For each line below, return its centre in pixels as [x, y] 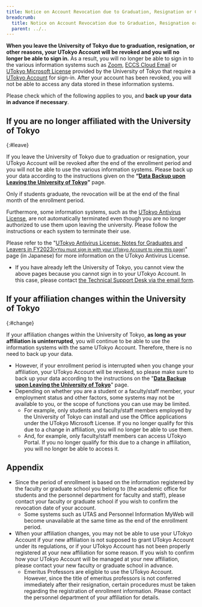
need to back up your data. [40, 353]
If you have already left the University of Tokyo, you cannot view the [99, 267]
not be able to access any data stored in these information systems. [90, 84]
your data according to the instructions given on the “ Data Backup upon [96, 176]
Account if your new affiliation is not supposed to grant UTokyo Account [104, 540]
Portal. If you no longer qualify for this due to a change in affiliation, [107, 442]
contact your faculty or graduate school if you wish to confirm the [96, 501]
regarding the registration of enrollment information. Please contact [107, 591]
